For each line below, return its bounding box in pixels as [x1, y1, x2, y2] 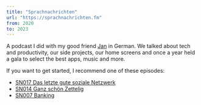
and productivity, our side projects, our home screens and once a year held [6, 49, 196, 56]
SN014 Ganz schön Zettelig [15, 86, 84, 93]
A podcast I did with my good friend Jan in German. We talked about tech [6, 42, 191, 50]
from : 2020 [6, 20, 34, 26]
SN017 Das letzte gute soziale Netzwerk [15, 79, 116, 86]
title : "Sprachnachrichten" [6, 8, 78, 15]
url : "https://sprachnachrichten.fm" [6, 15, 102, 21]
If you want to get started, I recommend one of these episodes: [6, 67, 165, 75]
